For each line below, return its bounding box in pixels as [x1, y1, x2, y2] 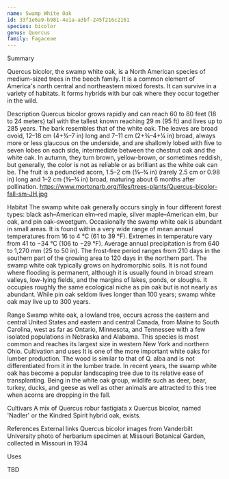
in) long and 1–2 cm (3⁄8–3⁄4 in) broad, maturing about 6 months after [7, 175, 196, 183]
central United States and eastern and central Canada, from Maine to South [7, 318, 219, 326]
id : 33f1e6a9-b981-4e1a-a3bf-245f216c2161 [7, 16, 130, 23]
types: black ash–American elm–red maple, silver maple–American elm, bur [7, 210, 219, 219]
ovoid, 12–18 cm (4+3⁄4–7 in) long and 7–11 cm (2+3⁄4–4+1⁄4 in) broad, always [7, 131, 216, 140]
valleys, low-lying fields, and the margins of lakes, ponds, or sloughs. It [7, 276, 207, 284]
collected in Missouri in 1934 [7, 439, 87, 448]
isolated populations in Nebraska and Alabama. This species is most [7, 333, 200, 341]
